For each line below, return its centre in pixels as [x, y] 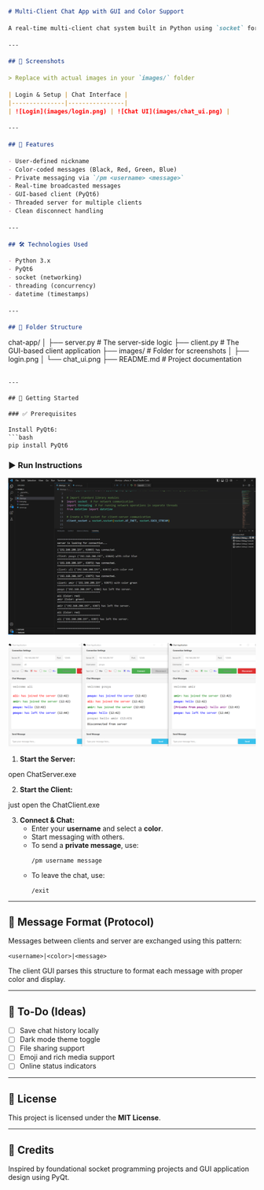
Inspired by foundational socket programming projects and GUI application [129, 1169]
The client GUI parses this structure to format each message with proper [126, 971]
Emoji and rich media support [67, 1057]
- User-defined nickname [49, 161]
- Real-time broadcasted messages [65, 186]
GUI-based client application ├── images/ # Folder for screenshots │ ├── [129, 351]
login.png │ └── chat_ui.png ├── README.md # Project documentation [125, 359]
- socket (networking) [45, 277]
